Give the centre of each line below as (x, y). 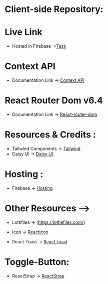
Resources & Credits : (50, 135)
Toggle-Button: (37, 262)
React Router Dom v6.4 (54, 101)
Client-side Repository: (54, 9)
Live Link (24, 32)
